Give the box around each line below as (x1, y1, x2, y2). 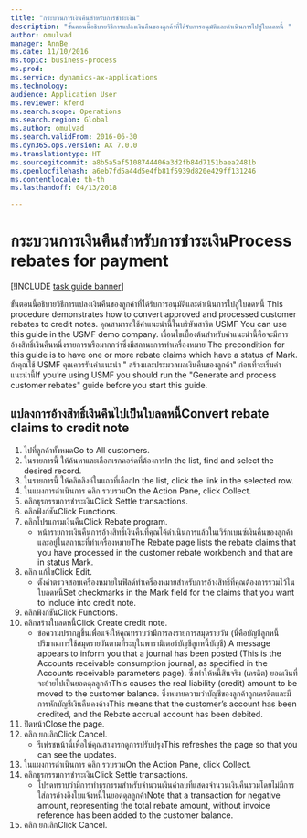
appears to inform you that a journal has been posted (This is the (37, 648, 281, 659)
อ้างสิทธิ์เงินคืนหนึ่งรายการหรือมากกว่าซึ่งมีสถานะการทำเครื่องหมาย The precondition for (10, 339, 286, 350)
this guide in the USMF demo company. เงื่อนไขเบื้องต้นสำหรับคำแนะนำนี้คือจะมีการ (10, 329, 289, 340)
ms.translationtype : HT (10, 149, 101, 158)
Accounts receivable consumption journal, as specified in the (37, 657, 268, 668)
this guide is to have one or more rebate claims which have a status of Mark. (10, 349, 298, 361)
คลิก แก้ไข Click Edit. (23, 566, 92, 577)
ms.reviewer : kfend (10, 98, 85, 108)
